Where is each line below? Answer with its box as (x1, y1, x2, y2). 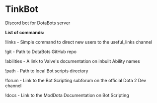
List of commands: (5, 29, 45, 35)
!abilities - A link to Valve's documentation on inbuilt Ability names (5, 58, 140, 64)
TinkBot (5, 3, 38, 15)
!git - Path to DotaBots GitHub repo (5, 49, 77, 54)
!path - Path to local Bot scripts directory (5, 68, 88, 74)
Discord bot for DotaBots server (5, 20, 71, 26)
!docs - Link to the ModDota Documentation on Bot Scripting (5, 92, 129, 98)
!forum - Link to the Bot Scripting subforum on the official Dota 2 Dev (5, 77, 147, 83)
